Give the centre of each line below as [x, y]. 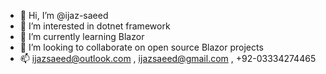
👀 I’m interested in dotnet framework [95, 26]
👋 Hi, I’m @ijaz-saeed [64, 15]
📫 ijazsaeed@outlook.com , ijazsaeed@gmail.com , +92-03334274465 [168, 58]
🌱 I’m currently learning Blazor [82, 36]
